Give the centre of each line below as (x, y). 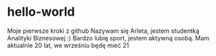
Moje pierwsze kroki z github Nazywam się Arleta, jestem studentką (103, 31)
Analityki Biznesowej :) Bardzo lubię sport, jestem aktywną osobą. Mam (108, 38)
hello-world (41, 12)
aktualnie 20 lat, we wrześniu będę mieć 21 (68, 45)
